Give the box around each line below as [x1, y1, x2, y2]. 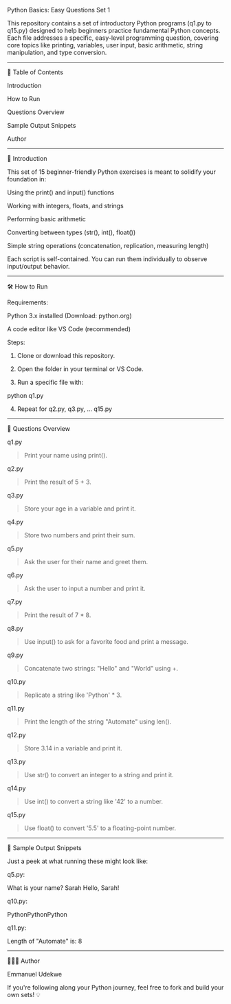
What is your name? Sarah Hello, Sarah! [7, 884, 120, 892]
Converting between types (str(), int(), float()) [7, 228, 136, 236]
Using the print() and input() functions [7, 188, 115, 197]
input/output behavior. [7, 263, 70, 270]
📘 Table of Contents [7, 68, 64, 76]
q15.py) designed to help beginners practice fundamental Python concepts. [7, 27, 221, 34]
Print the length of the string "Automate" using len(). [23, 717, 172, 726]
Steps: [7, 338, 25, 346]
